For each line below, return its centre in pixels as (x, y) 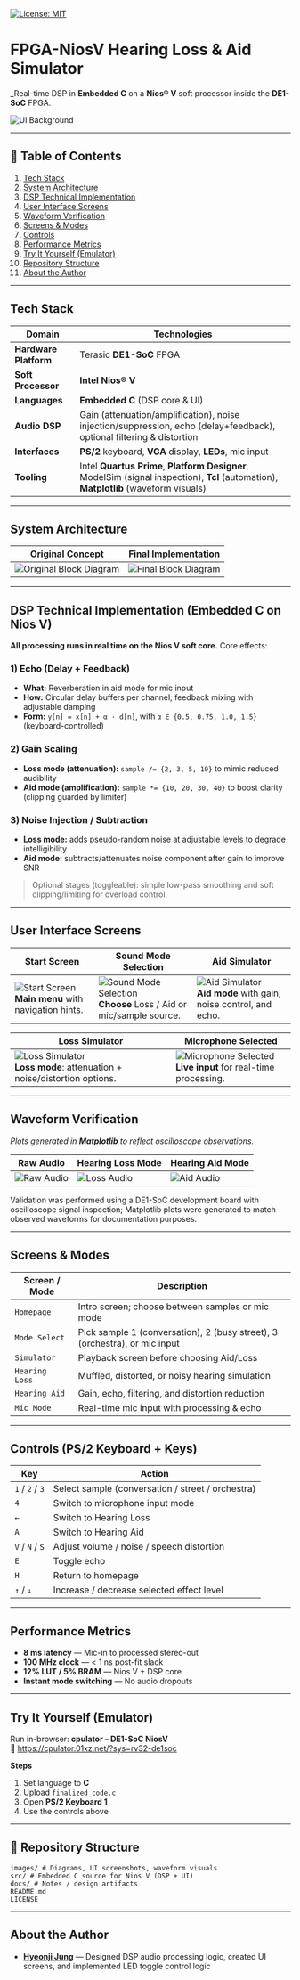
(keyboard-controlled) (64, 726)
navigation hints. (49, 1009)
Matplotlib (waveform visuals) (143, 488)
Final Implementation (174, 554)
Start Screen (52, 961)
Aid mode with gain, (239, 993)
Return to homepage (96, 1576)
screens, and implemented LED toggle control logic (117, 1966)
